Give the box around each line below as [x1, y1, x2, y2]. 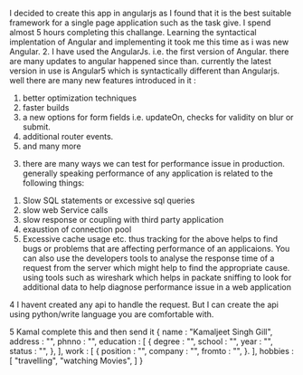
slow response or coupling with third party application [22, 215, 224, 225]
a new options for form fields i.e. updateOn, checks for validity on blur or [22, 112, 294, 122]
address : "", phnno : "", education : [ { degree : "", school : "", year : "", [9, 336, 273, 347]
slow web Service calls [22, 205, 109, 216]
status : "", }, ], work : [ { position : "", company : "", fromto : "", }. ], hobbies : [9, 346, 294, 356]
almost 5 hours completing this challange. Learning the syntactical [9, 27, 257, 37]
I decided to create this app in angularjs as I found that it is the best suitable [9, 8, 292, 18]
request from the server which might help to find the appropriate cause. [22, 263, 290, 273]
